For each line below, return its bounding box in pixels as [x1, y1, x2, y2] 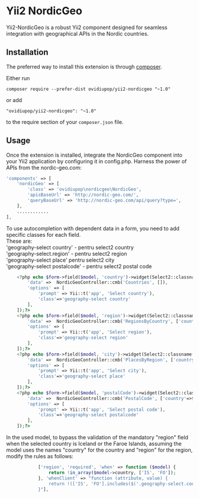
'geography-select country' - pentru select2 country [6, 243, 134, 250]
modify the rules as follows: [6, 453, 74, 460]
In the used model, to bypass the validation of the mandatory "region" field [6, 434, 188, 441]
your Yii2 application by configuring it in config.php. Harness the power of [6, 157, 187, 164]
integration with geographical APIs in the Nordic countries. [6, 30, 149, 37]
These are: [6, 237, 33, 245]
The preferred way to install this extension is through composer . [6, 63, 162, 70]
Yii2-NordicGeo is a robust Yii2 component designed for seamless [6, 24, 168, 31]
